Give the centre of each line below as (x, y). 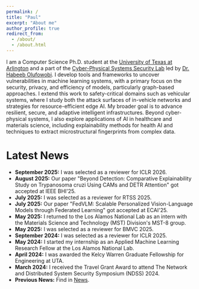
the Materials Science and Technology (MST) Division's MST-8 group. (100, 223)
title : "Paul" (24, 17)
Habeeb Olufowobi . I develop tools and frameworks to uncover (83, 74)
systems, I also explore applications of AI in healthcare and (100, 119)
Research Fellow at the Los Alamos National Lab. (75, 248)
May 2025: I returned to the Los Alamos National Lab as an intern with (101, 216)
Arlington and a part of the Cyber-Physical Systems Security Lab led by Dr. (98, 68)
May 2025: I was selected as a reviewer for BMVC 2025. (84, 229)
